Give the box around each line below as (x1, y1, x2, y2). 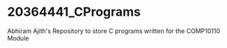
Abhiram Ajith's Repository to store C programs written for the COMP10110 (7, 27, 221, 35)
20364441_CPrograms (7, 4, 141, 20)
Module (7, 34, 29, 42)
